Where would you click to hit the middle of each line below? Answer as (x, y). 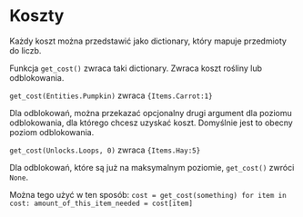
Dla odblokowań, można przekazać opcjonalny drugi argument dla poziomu (151, 113)
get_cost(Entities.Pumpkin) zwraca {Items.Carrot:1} (111, 95)
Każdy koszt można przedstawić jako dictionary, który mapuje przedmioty (148, 41)
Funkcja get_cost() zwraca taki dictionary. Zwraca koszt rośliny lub (136, 68)
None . (19, 177)
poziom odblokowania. (52, 132)
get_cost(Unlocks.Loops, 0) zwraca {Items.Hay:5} (105, 150)
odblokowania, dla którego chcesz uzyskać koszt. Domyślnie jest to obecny (151, 123)
